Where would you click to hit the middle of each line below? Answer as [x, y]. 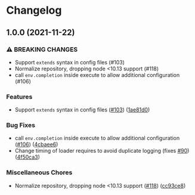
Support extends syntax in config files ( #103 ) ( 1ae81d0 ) [82, 110]
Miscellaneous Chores [39, 172]
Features [19, 97]
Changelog [34, 10]
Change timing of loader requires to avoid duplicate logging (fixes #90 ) [102, 151]
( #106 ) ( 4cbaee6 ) [36, 144]
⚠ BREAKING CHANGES [42, 49]
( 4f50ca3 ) [27, 157]
